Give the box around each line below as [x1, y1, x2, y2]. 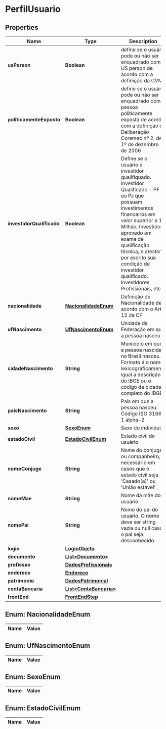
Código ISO [121, 410, 148, 417]
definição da [121, 77, 150, 84]
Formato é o [121, 359, 149, 365]
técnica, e [121, 248, 144, 255]
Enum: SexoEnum [5, 673, 61, 681]
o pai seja [121, 531, 143, 538]
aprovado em [121, 229, 152, 236]
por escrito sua [121, 254, 156, 261]
